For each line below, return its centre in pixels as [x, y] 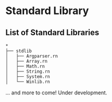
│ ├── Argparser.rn [32, 56]
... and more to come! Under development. [56, 93]
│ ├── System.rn [28, 77]
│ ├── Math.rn [25, 66]
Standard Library [47, 11]
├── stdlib [19, 51]
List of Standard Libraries [52, 33]
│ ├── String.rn [28, 72]
